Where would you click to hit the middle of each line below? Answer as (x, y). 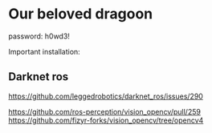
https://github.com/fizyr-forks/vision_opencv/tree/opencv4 (106, 120)
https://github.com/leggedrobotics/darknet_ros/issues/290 (106, 96)
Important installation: (44, 51)
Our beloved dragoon (81, 14)
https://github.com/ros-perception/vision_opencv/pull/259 (104, 111)
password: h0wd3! (39, 36)
